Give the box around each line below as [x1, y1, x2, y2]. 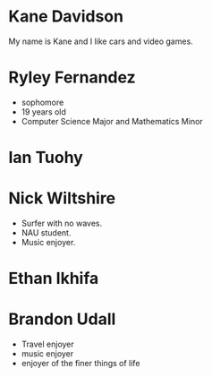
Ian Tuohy [8, 148, 84, 167]
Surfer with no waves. [21, 218, 103, 228]
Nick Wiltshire [8, 188, 116, 209]
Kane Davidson [8, 6, 124, 27]
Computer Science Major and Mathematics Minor [21, 116, 203, 126]
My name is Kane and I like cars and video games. [8, 36, 193, 47]
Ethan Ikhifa [8, 269, 99, 288]
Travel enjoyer [21, 338, 75, 350]
